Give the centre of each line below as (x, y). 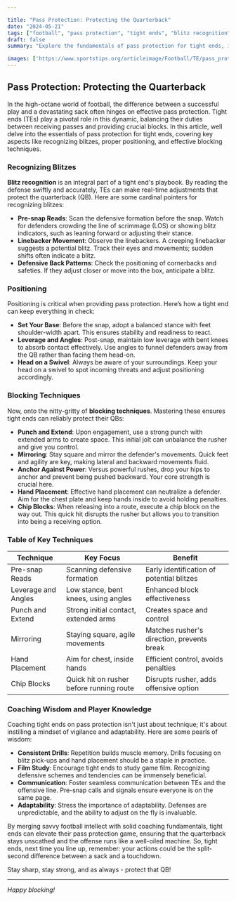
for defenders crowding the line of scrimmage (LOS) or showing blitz (117, 226)
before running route (100, 688)
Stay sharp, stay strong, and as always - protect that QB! (89, 870)
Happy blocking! (31, 890)
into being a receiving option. (60, 521)
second (18, 856)
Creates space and (177, 610)
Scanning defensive (99, 570)
